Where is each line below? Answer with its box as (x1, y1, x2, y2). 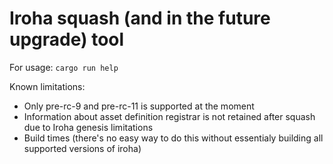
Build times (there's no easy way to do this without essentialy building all (23, 132, 324, 144)
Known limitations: (9, 80, 86, 92)
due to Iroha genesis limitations (23, 121, 154, 133)
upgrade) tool (9, 28, 125, 51)
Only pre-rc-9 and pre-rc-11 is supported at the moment (23, 100, 255, 112)
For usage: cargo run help (9, 61, 119, 73)
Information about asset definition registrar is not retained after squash (23, 110, 316, 122)
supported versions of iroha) (23, 142, 142, 154)
